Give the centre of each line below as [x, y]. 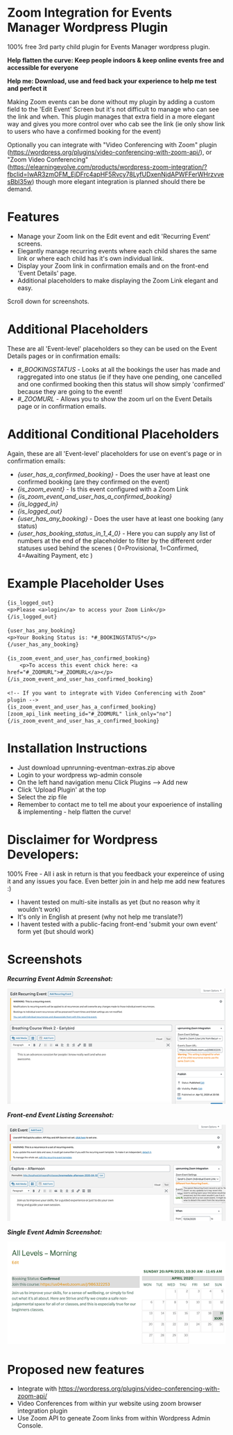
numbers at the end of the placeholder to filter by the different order [114, 541]
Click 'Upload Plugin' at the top [61, 790]
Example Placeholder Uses [86, 583]
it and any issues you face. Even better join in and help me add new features [116, 881]
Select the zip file [42, 797]
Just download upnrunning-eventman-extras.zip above [96, 767]
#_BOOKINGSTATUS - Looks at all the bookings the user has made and [119, 369]
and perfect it [27, 88]
